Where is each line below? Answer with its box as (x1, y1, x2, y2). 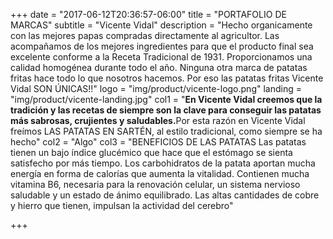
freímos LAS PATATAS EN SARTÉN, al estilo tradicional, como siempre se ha (10, 125, 323, 137)
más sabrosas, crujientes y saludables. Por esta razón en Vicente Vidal (10, 115, 306, 126)
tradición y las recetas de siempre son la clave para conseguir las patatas (10, 104, 322, 116)
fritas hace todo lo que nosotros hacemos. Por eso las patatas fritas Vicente (10, 72, 324, 84)
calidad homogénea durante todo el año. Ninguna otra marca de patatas (10, 62, 308, 73)
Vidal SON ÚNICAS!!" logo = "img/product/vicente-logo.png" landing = (10, 83, 302, 94)
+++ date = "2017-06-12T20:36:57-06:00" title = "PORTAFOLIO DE (10, 9, 287, 20)
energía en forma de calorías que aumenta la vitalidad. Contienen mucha (10, 168, 310, 179)
